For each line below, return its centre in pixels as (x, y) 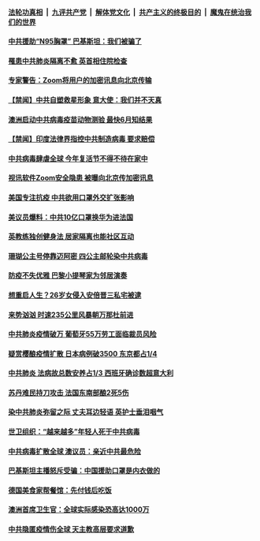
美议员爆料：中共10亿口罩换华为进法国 (71, 217)
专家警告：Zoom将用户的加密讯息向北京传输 (80, 80)
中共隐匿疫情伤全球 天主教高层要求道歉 (71, 529)
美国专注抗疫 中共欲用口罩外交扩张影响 (71, 197)
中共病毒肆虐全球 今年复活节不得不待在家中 (78, 159)
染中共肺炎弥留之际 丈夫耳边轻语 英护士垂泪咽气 (86, 412)
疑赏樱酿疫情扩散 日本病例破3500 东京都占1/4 (83, 353)
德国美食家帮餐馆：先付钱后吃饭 (60, 490)
